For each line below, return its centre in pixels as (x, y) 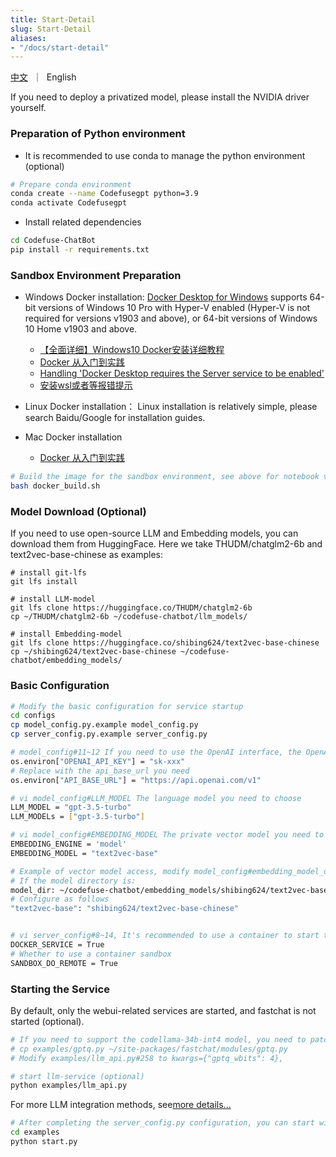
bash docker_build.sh (55, 486)
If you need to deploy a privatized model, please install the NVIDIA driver (160, 97)
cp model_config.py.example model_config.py (104, 725)
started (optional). (47, 1021)
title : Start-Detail (53, 19)
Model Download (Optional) (78, 511)
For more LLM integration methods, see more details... (121, 1105)
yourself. (28, 108)
